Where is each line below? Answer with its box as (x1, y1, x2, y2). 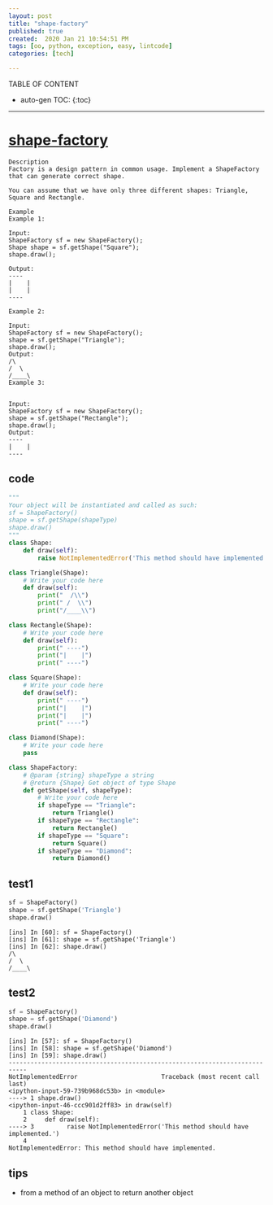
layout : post (8, 11, 53, 20)
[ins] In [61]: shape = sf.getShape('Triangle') (8, 935, 176, 944)
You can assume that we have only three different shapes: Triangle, (8, 186, 249, 194)
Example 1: (8, 215, 45, 223)
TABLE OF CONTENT (8, 79, 80, 89)
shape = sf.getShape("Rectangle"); (8, 414, 129, 422)
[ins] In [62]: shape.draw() (8, 942, 107, 950)
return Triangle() (51, 809, 115, 818)
